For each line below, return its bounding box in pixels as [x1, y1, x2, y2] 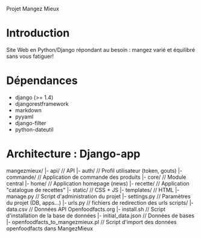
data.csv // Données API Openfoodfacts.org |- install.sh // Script [6, 205, 166, 213]
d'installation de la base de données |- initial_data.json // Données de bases [6, 211, 195, 219]
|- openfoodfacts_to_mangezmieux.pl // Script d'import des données [6, 218, 177, 225]
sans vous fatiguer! [6, 53, 54, 60]
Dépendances [6, 74, 78, 88]
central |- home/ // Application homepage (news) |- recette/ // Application [6, 179, 190, 187]
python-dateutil [14, 126, 54, 133]
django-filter [14, 119, 46, 126]
